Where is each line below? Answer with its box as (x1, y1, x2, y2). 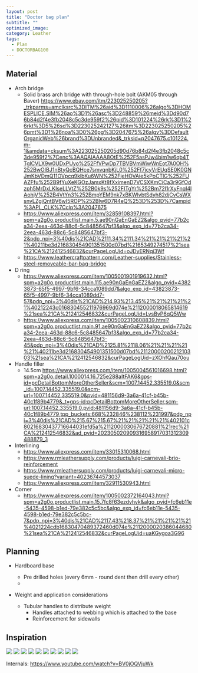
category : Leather (6, 31, 51, 37)
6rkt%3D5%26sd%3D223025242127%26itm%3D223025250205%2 (23, 122, 192, 129)
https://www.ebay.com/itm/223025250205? (41, 97, 148, 104)
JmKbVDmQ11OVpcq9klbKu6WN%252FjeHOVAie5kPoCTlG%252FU (23, 172, 190, 179)
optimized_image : (6, 25, 49, 31)
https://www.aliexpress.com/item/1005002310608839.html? (23, 316, 170, 323)
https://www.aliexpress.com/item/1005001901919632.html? (23, 273, 168, 280)
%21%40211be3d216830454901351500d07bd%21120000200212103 (23, 347, 191, 354)
